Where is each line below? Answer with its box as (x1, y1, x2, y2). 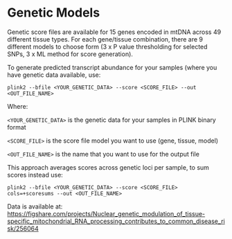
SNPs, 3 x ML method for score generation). (7, 50, 134, 58)
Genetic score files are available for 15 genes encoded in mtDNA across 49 (7, 28, 222, 36)
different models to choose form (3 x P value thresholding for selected (7, 42, 208, 51)
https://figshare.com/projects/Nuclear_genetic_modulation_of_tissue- (7, 209, 206, 218)
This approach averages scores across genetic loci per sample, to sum (7, 163, 210, 171)
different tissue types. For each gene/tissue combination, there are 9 (7, 35, 203, 43)
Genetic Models (7, 5, 100, 21)
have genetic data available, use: (7, 71, 101, 79)
